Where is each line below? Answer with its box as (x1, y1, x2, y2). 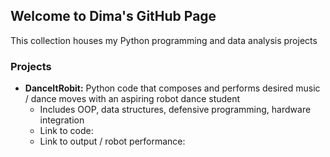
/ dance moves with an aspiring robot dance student (24, 93, 241, 105)
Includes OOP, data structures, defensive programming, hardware (39, 104, 312, 116)
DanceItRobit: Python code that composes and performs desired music (24, 82, 321, 94)
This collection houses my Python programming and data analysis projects (10, 34, 318, 46)
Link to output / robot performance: (39, 135, 186, 148)
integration (39, 114, 85, 126)
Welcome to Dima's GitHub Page (10, 8, 217, 25)
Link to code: (39, 125, 94, 137)
